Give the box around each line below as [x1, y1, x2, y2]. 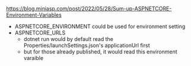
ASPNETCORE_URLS [14, 29, 66, 36]
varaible [23, 55, 43, 61]
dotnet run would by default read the [23, 36, 114, 42]
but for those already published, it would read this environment [23, 48, 177, 55]
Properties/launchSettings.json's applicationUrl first [23, 42, 150, 49]
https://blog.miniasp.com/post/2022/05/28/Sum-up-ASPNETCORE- [6, 5, 172, 12]
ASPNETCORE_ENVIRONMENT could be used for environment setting [14, 23, 186, 30]
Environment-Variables [6, 11, 62, 18]
